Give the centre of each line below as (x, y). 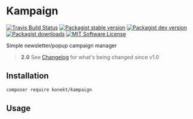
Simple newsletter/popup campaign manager (62, 45)
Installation (27, 76)
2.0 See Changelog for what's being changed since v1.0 (90, 57)
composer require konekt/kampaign (49, 90)
